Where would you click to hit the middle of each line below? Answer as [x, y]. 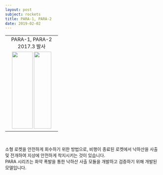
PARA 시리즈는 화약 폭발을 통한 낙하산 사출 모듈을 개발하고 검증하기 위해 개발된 [81, 162]
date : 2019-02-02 [23, 23]
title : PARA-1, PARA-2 [28, 19]
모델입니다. [16, 168]
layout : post [19, 10]
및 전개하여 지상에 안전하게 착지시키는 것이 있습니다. [55, 155]
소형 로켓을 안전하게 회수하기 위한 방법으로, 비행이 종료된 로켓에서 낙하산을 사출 [81, 149]
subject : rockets [23, 14]
